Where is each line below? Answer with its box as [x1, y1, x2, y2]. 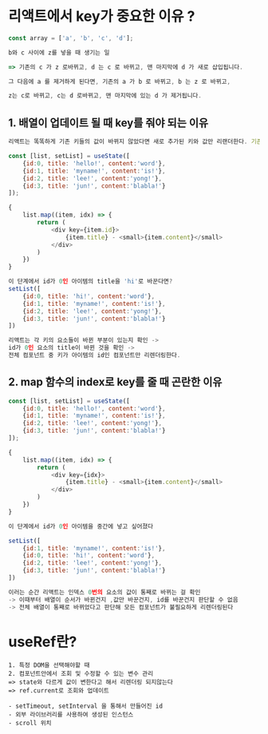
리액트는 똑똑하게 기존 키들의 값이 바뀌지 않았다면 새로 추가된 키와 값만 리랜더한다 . [8, 137, 248, 146]
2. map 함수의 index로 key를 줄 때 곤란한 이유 [8, 375, 223, 389]
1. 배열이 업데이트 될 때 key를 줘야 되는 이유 [8, 116, 209, 129]
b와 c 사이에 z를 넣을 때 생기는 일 [8, 49, 110, 57]
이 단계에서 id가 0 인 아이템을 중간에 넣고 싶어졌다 [8, 522, 154, 530]
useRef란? [8, 633, 77, 651]
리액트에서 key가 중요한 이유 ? [8, 7, 195, 26]
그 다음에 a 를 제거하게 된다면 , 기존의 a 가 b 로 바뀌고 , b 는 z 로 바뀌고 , [8, 77, 231, 85]
